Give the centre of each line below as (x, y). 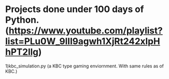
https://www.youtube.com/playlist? (86, 31)
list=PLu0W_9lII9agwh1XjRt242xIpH (83, 42)
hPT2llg (22, 52)
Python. (22, 20)
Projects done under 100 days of (75, 9)
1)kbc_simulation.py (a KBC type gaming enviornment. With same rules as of (84, 66)
